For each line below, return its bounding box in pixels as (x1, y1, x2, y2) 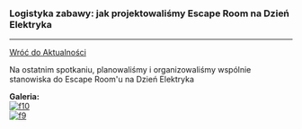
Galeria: (9, 91, 40, 102)
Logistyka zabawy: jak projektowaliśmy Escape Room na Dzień (9, 7, 290, 20)
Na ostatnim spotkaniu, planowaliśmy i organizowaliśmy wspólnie (9, 64, 252, 75)
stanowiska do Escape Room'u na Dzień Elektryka (9, 74, 195, 85)
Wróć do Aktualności (9, 47, 87, 58)
